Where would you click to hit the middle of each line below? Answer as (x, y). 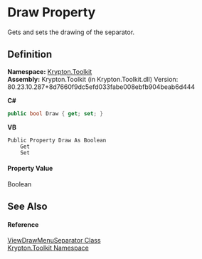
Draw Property (52, 12)
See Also (27, 207)
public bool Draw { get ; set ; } (55, 113)
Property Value (30, 169)
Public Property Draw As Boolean (57, 140)
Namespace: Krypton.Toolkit (50, 71)
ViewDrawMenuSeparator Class (54, 240)
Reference (23, 224)
